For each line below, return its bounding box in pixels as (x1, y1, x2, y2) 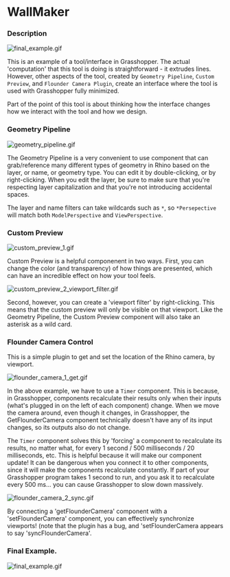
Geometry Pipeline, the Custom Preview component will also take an (7, 313, 200, 321)
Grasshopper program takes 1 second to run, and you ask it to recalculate (7, 473, 215, 481)
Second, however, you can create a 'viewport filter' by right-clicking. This (7, 298, 215, 307)
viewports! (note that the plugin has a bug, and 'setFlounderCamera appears (7, 522, 224, 530)
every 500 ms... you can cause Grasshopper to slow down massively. (7, 481, 204, 489)
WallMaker (7, 4, 70, 20)
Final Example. (7, 546, 57, 556)
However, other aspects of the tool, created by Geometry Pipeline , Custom (7, 72, 215, 80)
